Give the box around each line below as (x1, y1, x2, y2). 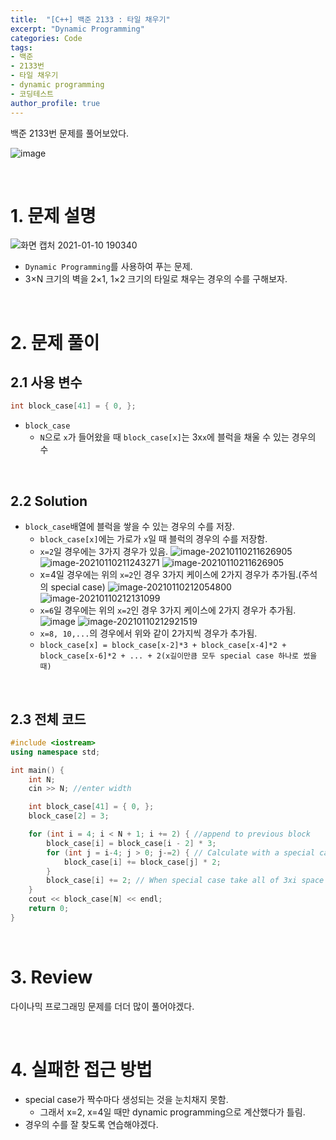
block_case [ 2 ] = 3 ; (28, 811, 110, 821)
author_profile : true (10, 98, 101, 108)
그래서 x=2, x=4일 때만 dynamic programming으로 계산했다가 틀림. (39, 1106, 306, 1118)
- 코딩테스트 (10, 89, 55, 99)
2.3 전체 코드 (10, 711, 87, 728)
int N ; (28, 774, 56, 785)
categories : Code (10, 33, 83, 43)
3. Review (10, 966, 93, 988)
